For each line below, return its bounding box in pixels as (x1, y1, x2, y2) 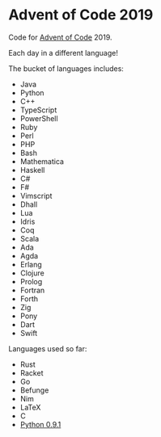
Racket (19, 368, 44, 377)
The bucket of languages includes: (8, 63, 124, 74)
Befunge (19, 385, 49, 395)
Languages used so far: (8, 343, 87, 353)
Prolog (19, 276, 43, 286)
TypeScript (19, 105, 57, 115)
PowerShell (19, 113, 58, 123)
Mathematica (19, 156, 65, 166)
